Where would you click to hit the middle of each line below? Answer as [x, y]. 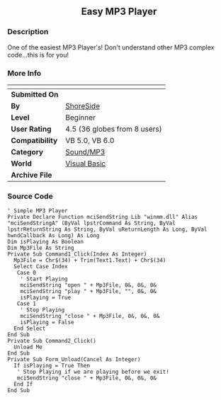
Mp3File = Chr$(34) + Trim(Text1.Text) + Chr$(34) [90, 261]
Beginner [80, 118]
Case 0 [27, 273]
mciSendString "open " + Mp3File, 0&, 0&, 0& [89, 285]
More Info [24, 73]
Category [27, 152]
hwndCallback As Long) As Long [53, 236]
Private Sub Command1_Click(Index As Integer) [77, 254]
